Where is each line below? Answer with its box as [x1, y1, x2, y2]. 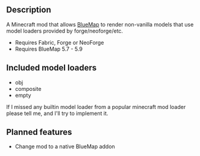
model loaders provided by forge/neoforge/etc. [6, 27, 123, 34]
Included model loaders [6, 63, 97, 73]
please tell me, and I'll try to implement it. [6, 110, 108, 117]
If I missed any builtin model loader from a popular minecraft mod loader [6, 103, 186, 110]
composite [14, 85, 42, 92]
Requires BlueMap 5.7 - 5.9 [14, 45, 83, 52]
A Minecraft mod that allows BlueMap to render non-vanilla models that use [6, 20, 194, 28]
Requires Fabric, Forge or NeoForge [14, 39, 104, 46]
